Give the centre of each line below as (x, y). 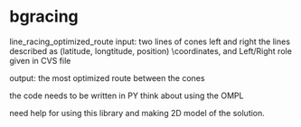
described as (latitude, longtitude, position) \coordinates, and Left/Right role (150, 50)
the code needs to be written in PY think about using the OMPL (127, 95)
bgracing (44, 17)
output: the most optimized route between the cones (107, 77)
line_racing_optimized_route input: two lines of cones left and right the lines (150, 41)
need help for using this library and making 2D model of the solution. (137, 113)
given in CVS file (40, 60)
